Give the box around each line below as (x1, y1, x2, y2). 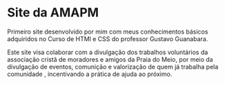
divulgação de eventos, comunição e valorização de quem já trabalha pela (7, 62, 219, 71)
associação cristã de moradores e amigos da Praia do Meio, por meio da (7, 55, 213, 63)
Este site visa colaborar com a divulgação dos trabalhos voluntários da (7, 48, 208, 56)
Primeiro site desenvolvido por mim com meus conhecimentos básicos (7, 27, 208, 36)
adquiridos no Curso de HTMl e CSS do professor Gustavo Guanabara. (7, 34, 208, 42)
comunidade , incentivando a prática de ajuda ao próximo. (7, 70, 173, 78)
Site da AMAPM (7, 5, 99, 21)
